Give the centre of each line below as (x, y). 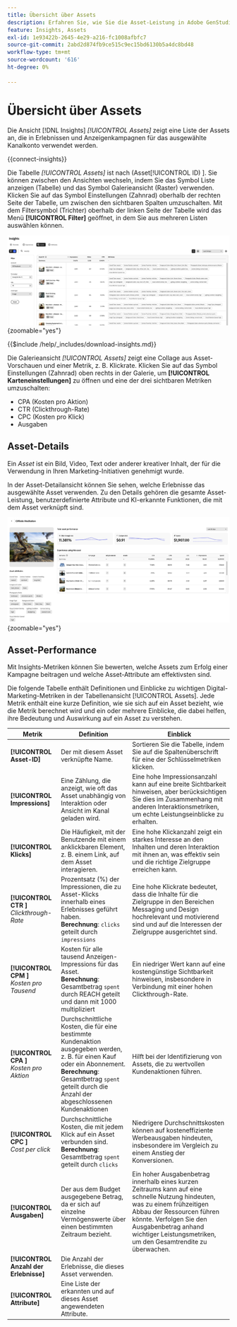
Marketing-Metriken (36, 696)
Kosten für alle (82, 949)
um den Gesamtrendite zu (170, 1241)
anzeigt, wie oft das (89, 788)
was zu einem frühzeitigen (171, 1204)
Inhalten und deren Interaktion (176, 847)
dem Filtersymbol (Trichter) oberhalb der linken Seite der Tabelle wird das (115, 210)
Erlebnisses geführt (89, 909)
